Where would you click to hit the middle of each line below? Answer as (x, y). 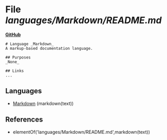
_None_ (12, 62)
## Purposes (18, 57)
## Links (15, 71)
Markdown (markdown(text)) (43, 103)
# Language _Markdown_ (30, 44)
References (24, 120)
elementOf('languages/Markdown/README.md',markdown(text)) (81, 132)
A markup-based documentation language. (49, 48)
